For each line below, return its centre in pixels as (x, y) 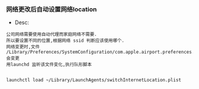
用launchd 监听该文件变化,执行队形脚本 (49, 65)
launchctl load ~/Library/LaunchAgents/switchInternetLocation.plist (94, 80)
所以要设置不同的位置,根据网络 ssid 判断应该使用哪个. (65, 41)
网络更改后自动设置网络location (52, 9)
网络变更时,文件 (23, 47)
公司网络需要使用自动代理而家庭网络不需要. (52, 34)
